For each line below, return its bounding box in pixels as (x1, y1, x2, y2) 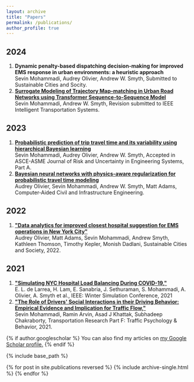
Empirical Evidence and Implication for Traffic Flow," (14, 304, 146, 311)
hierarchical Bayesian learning (14, 145, 91, 152)
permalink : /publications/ (6, 19, 73, 25)
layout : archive (6, 8, 46, 15)
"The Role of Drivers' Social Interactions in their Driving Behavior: (14, 298, 179, 305)
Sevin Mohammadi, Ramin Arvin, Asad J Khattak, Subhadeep (14, 310, 163, 318)
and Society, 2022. (14, 247, 61, 254)
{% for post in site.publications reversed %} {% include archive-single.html (6, 363, 189, 371)
